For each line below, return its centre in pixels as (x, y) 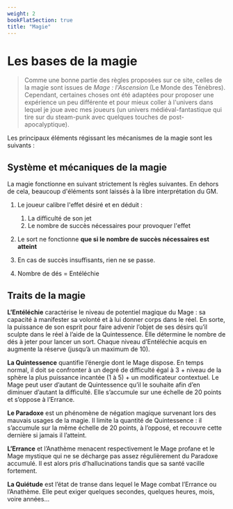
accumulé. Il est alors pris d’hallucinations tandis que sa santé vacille (106, 463)
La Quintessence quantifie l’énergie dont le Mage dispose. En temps (105, 362)
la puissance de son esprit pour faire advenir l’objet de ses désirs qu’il (107, 327)
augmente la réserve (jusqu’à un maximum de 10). (79, 349)
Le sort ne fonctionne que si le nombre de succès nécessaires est (113, 239)
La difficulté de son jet (59, 218)
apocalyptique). (47, 124)
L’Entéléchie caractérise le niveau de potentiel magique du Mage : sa (107, 312)
